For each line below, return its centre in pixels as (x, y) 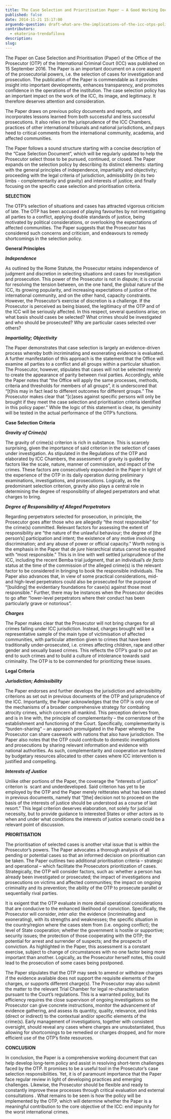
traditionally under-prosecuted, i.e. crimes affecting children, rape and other (85, 645)
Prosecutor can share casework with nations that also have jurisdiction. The (85, 734)
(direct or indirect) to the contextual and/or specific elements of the (76, 1016)
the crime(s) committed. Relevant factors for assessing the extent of (77, 527)
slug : (11, 43)
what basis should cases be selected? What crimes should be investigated (83, 317)
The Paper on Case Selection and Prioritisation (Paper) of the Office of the (83, 58)
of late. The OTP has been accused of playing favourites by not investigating (85, 211)
